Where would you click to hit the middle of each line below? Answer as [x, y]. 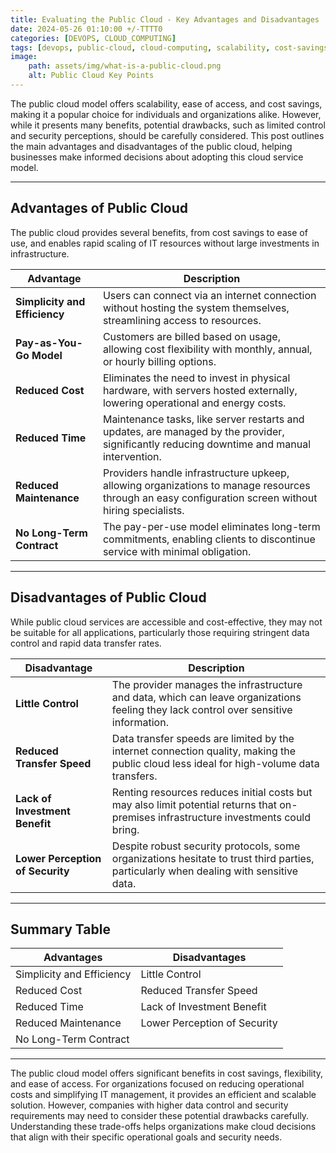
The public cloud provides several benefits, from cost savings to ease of [159, 232]
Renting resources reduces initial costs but [212, 792]
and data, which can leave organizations [206, 697]
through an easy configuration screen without [210, 498]
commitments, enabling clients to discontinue [209, 539]
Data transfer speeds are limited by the [203, 738]
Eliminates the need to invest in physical [196, 378]
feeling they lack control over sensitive [202, 709]
